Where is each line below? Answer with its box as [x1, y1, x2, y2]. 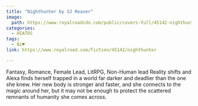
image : [6, 14, 22, 20]
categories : [6, 25, 35, 31]
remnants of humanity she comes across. [6, 93, 107, 100]
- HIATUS [11, 31, 33, 37]
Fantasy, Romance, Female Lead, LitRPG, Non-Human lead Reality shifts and [6, 68, 192, 75]
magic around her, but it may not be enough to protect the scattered [6, 87, 171, 94]
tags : [6, 36, 19, 42]
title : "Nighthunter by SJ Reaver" [6, 8, 94, 15]
